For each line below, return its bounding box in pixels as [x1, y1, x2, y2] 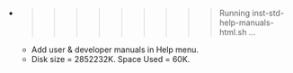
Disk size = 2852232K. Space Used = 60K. [31, 54, 191, 64]
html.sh [218, 27, 247, 37]
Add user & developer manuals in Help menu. [31, 44, 200, 55]
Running [218, 8, 251, 18]
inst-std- [251, 8, 285, 18]
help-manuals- [218, 17, 274, 28]
